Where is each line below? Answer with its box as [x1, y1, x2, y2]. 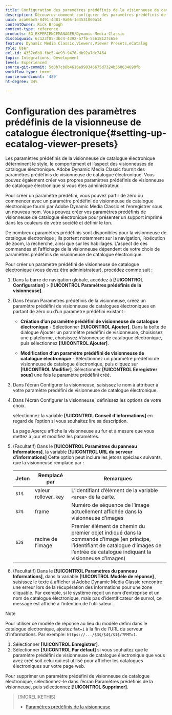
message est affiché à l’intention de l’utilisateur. [12, 600, 113, 606]
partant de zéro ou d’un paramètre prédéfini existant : [12, 308, 126, 314]
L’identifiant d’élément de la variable [71, 486, 158, 494]
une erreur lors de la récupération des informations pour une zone [12, 584, 153, 590]
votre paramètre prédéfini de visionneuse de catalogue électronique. [12, 387, 158, 393]
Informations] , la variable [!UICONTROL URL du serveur [12, 448, 133, 455]
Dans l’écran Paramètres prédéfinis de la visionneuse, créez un [12, 297, 146, 303]
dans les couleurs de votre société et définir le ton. [5, 219, 113, 226]
